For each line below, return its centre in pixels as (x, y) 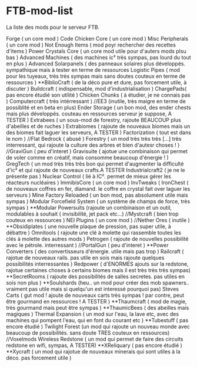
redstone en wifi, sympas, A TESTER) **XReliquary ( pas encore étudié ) (94, 345)
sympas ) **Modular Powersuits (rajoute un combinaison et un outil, (89, 207)
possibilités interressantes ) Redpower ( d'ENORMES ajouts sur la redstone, (98, 264)
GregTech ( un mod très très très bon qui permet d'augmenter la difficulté (95, 164)
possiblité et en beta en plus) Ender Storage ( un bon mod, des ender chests (98, 107)
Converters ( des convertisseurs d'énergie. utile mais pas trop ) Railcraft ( (95, 251)
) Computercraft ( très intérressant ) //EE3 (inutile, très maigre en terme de (96, 101)
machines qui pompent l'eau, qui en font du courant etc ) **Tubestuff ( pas (97, 320)
